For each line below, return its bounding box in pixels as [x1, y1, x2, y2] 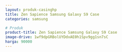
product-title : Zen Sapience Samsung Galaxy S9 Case [5, 30, 117, 35]
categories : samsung [5, 16, 48, 21]
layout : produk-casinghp [5, 7, 57, 12]
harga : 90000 [5, 39, 32, 45]
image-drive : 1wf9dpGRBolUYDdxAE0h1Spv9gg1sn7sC [5, 35, 108, 40]
